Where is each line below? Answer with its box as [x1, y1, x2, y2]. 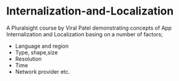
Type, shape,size [15, 48, 58, 56]
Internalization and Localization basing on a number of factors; [6, 30, 163, 37]
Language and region [15, 42, 69, 50]
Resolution [15, 55, 42, 62]
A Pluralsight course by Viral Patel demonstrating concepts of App [6, 24, 172, 31]
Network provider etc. [15, 68, 70, 75]
